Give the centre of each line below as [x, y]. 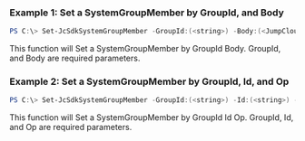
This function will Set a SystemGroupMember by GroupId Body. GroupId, [145, 49]
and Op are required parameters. [71, 127]
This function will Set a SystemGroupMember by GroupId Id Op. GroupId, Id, [152, 117]
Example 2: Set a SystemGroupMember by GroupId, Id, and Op [149, 81]
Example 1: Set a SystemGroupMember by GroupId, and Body [147, 13]
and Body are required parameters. [75, 58]
